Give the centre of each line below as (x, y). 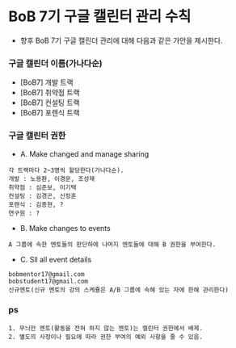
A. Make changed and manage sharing (84, 153)
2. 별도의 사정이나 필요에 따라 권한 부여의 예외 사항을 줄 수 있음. (106, 337)
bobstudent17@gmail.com (48, 281)
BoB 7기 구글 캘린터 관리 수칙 (100, 17)
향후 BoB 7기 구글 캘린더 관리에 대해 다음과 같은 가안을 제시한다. (121, 40)
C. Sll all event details (56, 259)
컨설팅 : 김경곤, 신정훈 (42, 196)
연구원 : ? (24, 213)
